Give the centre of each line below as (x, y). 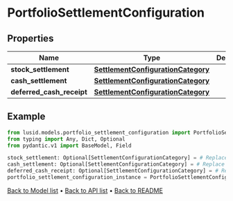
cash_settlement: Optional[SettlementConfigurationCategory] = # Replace (116, 164)
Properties (31, 38)
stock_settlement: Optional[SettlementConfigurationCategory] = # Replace (118, 158)
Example (26, 117)
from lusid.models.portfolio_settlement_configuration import (99, 132)
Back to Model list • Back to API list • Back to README (85, 190)
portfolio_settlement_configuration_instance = (77, 177)
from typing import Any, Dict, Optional (67, 139)
